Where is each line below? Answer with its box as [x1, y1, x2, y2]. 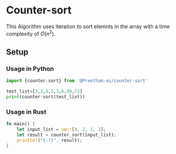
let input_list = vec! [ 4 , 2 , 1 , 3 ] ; [16, 126, 107, 132]
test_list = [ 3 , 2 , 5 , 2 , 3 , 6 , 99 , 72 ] [6, 88, 83, 94]
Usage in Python [6, 64, 55, 73]
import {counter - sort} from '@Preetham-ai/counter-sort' [6, 78, 148, 84]
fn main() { [6, 121, 35, 127]
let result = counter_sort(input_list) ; [16, 132, 117, 138]
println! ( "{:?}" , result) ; [16, 137, 83, 143]
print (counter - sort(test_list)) [6, 94, 85, 100]
